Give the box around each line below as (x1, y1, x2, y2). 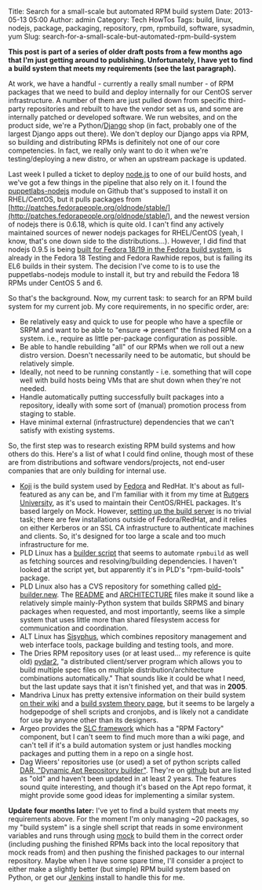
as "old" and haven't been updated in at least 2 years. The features (19, 774, 237, 783)
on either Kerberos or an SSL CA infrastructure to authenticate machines (19, 523, 255, 532)
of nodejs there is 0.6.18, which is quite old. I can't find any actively (8, 220, 224, 229)
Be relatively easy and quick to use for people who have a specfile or (19, 317, 243, 326)
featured (19, 489, 48, 499)
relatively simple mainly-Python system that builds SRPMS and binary (19, 598, 245, 607)
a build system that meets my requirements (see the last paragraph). (8, 64, 237, 73)
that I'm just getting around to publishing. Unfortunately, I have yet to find (8, 55, 253, 65)
